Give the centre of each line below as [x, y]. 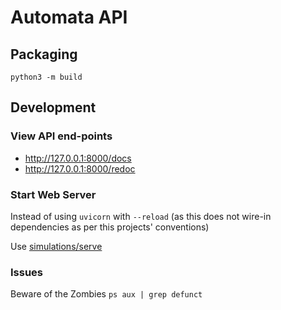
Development [53, 107]
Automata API [69, 17]
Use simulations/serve [56, 246]
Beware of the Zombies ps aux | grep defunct [106, 294]
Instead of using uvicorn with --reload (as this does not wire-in [141, 216]
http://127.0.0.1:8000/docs [78, 158]
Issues [27, 272]
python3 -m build [46, 77]
